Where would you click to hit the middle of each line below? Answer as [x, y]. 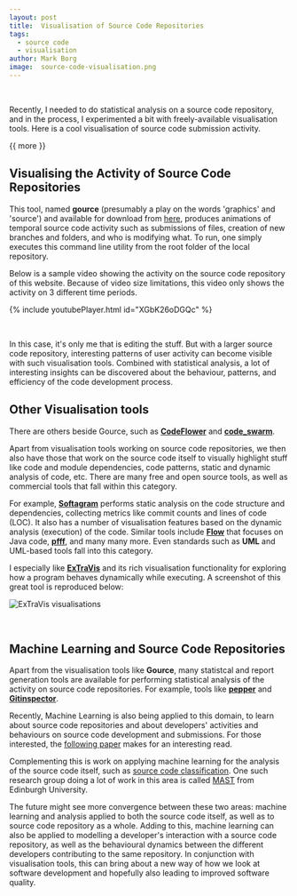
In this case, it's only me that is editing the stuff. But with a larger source [141, 344]
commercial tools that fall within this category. [93, 486]
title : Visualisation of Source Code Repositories [106, 26]
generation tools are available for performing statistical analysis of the [137, 680]
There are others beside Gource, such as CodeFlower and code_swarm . [142, 431]
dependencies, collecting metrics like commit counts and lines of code [138, 513]
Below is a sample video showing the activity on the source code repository [147, 273]
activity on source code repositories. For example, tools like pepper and [141, 689]
